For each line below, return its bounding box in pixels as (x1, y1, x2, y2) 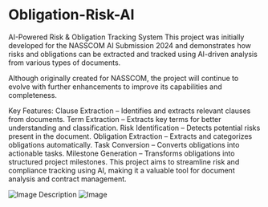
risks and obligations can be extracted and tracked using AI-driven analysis (8, 49, 258, 59)
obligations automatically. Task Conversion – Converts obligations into (8, 140, 240, 149)
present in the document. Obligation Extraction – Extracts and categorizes (8, 131, 253, 141)
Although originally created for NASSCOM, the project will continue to (8, 73, 239, 83)
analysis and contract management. (8, 174, 127, 184)
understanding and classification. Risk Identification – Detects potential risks (8, 123, 261, 132)
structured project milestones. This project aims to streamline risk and (8, 156, 240, 166)
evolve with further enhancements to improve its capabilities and (8, 82, 222, 91)
